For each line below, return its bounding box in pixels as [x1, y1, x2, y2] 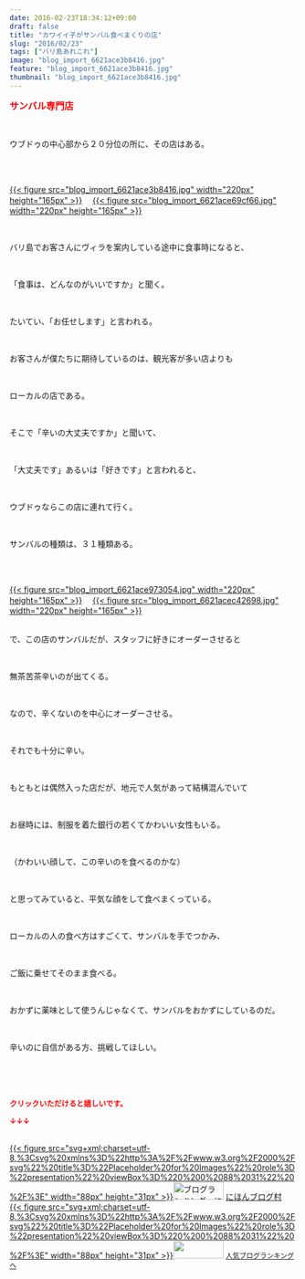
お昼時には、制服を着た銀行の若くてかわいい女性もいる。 [9, 819, 226, 830]
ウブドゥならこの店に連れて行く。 [9, 501, 138, 512]
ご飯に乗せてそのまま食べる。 [9, 967, 121, 978]
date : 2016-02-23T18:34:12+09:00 [9, 13, 137, 23]
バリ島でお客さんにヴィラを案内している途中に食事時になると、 [9, 241, 249, 252]
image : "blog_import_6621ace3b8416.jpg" [9, 56, 166, 65]
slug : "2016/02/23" [9, 38, 84, 48]
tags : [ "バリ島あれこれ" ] [9, 47, 99, 57]
